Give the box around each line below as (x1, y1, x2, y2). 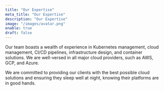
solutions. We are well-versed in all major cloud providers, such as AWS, (5, 55, 154, 60)
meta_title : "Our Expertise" (5, 12, 66, 17)
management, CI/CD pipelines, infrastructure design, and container (5, 49, 143, 55)
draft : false (5, 30, 32, 35)
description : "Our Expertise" (5, 16, 68, 21)
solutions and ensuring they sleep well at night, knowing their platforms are (5, 75, 159, 81)
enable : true (5, 26, 32, 31)
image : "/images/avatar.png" (5, 21, 66, 26)
